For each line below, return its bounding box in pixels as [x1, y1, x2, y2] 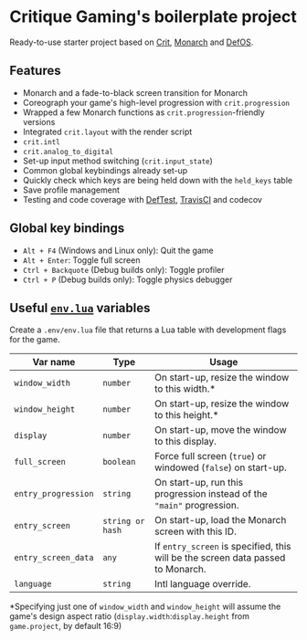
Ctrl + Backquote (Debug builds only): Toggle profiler [22, 264, 226, 275]
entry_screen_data [14, 552, 94, 563]
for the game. [9, 334, 61, 345]
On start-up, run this [154, 477, 244, 489]
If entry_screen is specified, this [154, 540, 291, 553]
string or [102, 516, 145, 527]
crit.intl [22, 137, 61, 147]
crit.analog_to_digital [22, 147, 114, 156]
